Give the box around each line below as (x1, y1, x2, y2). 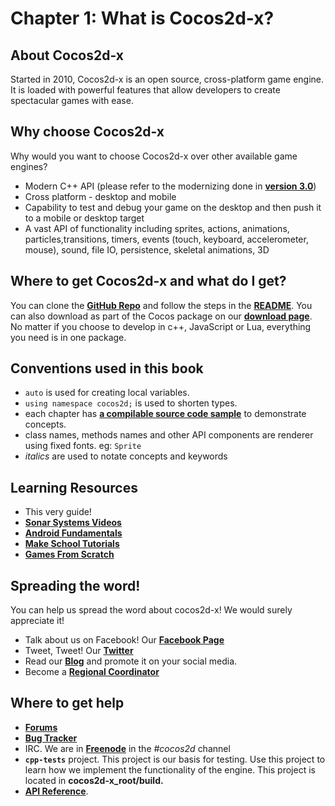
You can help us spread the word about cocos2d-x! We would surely (10, 604, 293, 616)
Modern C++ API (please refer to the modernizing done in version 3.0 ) (24, 180, 317, 192)
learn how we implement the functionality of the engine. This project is (24, 763, 316, 776)
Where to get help (10, 695, 125, 712)
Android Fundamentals (24, 527, 123, 539)
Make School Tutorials (24, 538, 120, 550)
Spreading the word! (10, 577, 141, 594)
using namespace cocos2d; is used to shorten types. (24, 397, 238, 409)
